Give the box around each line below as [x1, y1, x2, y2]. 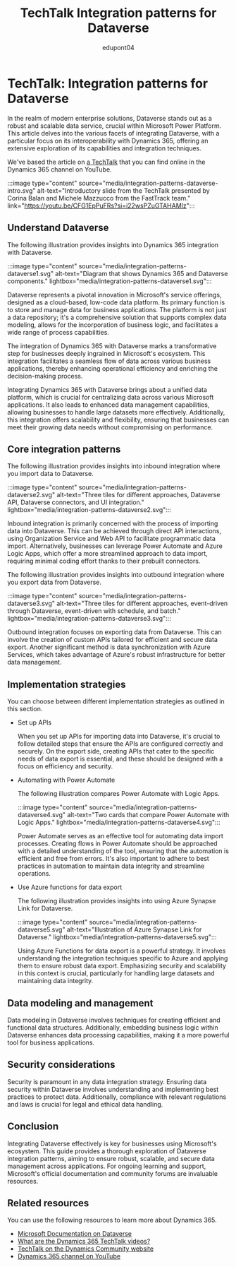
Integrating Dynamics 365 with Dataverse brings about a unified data [7, 385, 208, 393]
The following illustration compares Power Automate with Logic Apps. [17, 790, 220, 798]
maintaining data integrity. [17, 977, 94, 985]
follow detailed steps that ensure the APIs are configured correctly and [17, 739, 223, 748]
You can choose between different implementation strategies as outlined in [7, 697, 225, 706]
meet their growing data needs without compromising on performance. [7, 422, 213, 432]
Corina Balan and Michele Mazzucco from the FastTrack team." [7, 194, 191, 202]
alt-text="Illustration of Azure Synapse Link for [66, 925, 202, 934]
